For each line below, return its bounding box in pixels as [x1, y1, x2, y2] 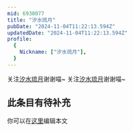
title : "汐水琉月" [7, 17, 57, 23]
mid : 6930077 [7, 10, 45, 17]
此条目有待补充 [7, 97, 71, 109]
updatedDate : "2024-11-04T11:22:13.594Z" [7, 29, 128, 37]
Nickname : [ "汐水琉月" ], [19, 49, 87, 56]
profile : [7, 36, 32, 43]
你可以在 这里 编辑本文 [7, 117, 68, 125]
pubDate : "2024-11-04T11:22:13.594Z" [7, 23, 116, 30]
